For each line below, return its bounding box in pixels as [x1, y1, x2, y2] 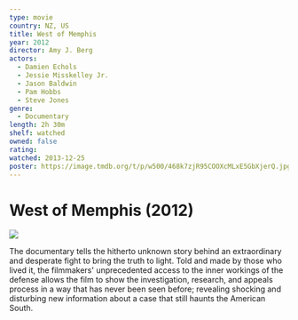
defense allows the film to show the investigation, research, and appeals [9, 275, 273, 285]
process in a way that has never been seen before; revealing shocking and [9, 284, 282, 294]
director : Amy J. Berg [9, 46, 93, 55]
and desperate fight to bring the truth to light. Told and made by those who [9, 255, 282, 267]
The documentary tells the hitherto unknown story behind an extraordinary [9, 246, 282, 257]
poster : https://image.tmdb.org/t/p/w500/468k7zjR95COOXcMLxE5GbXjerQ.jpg [9, 162, 292, 171]
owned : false [9, 137, 58, 146]
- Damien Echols [17, 63, 77, 72]
